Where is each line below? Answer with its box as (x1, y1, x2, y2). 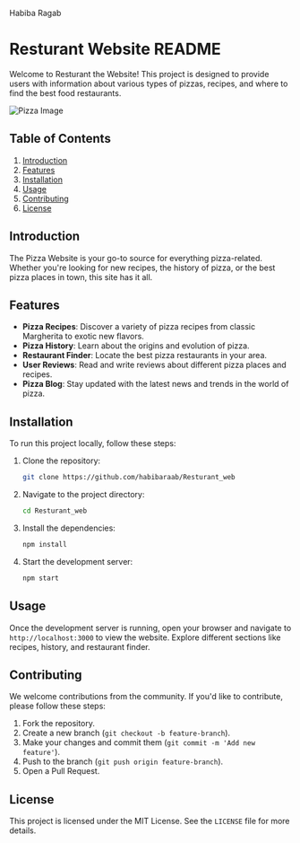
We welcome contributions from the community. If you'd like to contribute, (9, 691, 284, 702)
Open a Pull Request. (21, 766, 100, 777)
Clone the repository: (21, 455, 101, 466)
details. (9, 825, 37, 836)
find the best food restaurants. (9, 87, 122, 98)
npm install (21, 540, 67, 549)
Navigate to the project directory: (21, 489, 145, 500)
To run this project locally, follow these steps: (9, 438, 176, 449)
